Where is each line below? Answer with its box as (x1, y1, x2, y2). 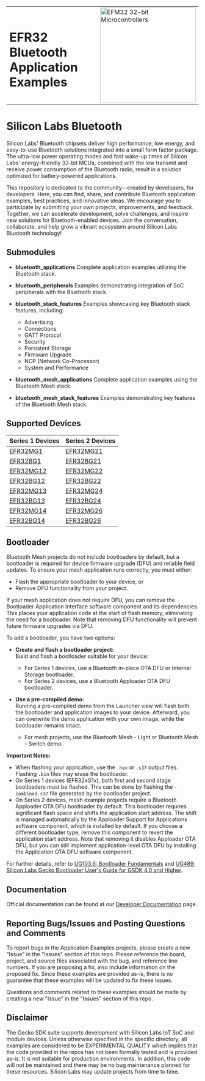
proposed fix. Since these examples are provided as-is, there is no (6, 970, 173, 977)
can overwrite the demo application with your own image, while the (15, 715, 184, 723)
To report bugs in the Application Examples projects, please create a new (6, 944, 190, 951)
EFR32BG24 (65, 496, 102, 505)
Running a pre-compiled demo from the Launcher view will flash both (15, 703, 190, 710)
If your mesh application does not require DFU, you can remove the (6, 596, 175, 604)
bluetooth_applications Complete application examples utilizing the (15, 263, 186, 271)
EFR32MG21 (65, 446, 103, 455)
